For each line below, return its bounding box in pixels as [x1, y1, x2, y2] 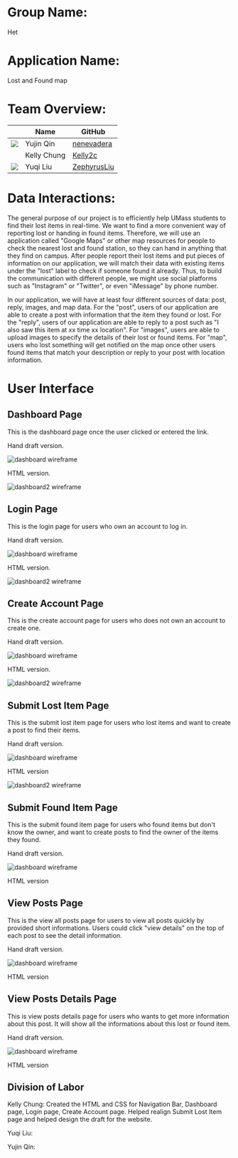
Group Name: [7, 4, 87, 21]
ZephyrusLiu [72, 161, 115, 171]
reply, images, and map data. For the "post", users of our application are [7, 302, 219, 311]
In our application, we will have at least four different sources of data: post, [7, 295, 227, 304]
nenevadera [72, 138, 112, 148]
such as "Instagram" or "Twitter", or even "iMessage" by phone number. [7, 281, 219, 290]
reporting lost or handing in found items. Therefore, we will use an [7, 229, 201, 237]
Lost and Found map [7, 76, 67, 84]
